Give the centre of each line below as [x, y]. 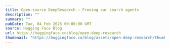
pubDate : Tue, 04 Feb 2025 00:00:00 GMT [49, 24]
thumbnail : [17, 38]
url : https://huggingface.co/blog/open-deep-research [63, 33]
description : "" [22, 14]
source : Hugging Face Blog [34, 28]
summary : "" [18, 19]
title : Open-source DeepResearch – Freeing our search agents [72, 10]
